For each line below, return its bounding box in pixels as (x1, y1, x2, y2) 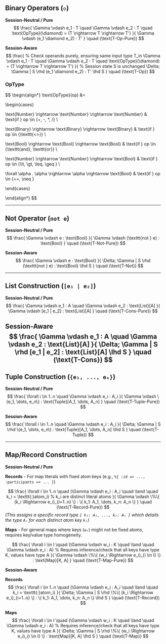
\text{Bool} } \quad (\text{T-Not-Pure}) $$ (40, 240, 126, 246)
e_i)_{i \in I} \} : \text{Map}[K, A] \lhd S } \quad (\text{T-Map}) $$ (17, 633, 149, 639)
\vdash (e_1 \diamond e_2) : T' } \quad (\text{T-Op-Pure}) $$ (22, 35, 144, 41)
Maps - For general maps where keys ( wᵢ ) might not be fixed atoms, (5, 527, 143, 533)
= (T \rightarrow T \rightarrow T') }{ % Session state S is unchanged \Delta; (6, 63, 160, 69)
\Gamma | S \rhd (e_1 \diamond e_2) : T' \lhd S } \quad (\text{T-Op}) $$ (11, 68, 155, 74)
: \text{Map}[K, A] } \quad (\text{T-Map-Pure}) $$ (33, 557, 133, 563)
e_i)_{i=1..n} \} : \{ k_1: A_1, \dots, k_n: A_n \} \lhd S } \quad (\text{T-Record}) (6, 594, 160, 600)
